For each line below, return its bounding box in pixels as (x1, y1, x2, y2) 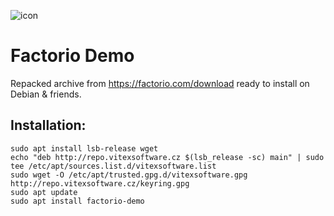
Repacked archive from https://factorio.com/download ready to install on (10, 77, 310, 89)
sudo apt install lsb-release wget (10, 143, 159, 154)
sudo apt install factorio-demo (10, 196, 145, 206)
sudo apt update (10, 187, 78, 197)
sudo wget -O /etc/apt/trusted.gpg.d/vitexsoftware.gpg (10, 170, 248, 180)
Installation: (10, 117, 87, 134)
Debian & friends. (10, 88, 82, 100)
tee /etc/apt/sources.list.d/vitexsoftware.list (10, 161, 217, 171)
